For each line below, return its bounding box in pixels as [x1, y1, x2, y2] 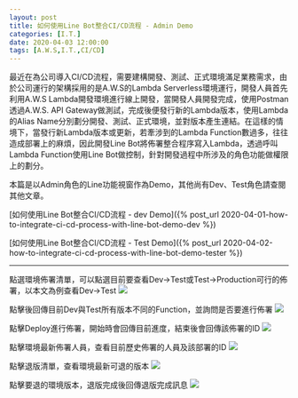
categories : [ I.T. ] [9, 29, 82, 38]
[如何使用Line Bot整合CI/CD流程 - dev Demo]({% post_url [9, 210, 220, 220]
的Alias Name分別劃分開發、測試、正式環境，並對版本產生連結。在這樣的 [9, 116, 277, 127]
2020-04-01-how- [221, 210, 288, 220]
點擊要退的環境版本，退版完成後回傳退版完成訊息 [9, 379, 188, 391]
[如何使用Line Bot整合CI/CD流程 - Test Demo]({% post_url [9, 237, 222, 249]
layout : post [9, 12, 58, 22]
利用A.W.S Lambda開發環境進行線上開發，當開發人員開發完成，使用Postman [9, 94, 289, 105]
